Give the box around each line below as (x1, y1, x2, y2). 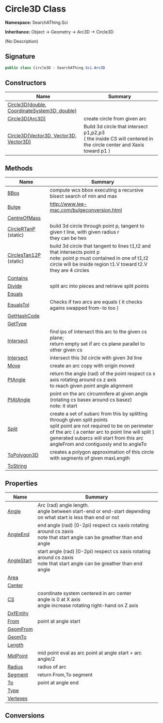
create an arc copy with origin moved (49, 362, 135, 369)
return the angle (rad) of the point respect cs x (49, 370, 156, 377)
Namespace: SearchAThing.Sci (5, 19, 68, 25)
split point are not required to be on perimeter (49, 423, 154, 429)
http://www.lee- (49, 201, 87, 208)
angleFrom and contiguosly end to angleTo (49, 441, 147, 448)
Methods (5, 164, 33, 172)
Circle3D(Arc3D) (7, 115, 46, 122)
